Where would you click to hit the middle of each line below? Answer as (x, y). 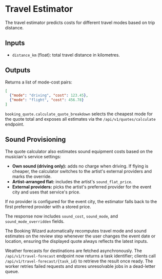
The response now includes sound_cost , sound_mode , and (61, 216)
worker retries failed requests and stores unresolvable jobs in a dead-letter (80, 266)
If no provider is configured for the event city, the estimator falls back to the (81, 201)
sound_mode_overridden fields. (35, 221)
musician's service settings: (33, 156)
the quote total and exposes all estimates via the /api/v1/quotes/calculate (81, 119)
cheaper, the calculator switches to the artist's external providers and (82, 171)
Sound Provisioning (35, 139)
